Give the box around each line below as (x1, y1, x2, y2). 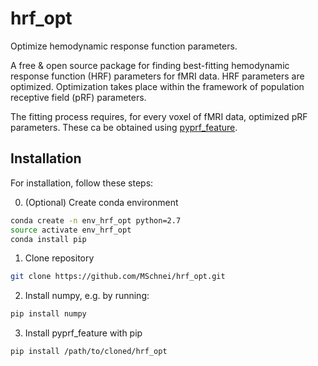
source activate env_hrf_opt (10, 225, 132, 235)
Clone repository (24, 252, 95, 264)
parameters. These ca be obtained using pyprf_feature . (10, 121, 238, 133)
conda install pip (10, 234, 87, 244)
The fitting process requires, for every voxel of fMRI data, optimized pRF (10, 110, 308, 122)
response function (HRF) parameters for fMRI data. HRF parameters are (10, 70, 305, 82)
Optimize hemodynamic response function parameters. (10, 40, 238, 52)
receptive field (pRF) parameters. (10, 91, 147, 103)
